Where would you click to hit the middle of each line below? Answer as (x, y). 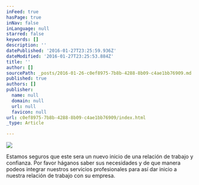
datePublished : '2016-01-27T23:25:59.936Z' (61, 51)
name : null (25, 95)
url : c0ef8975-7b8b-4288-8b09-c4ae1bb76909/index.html (76, 117)
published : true (26, 78)
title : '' (19, 62)
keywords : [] (22, 40)
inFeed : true (22, 12)
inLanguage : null (28, 28)
